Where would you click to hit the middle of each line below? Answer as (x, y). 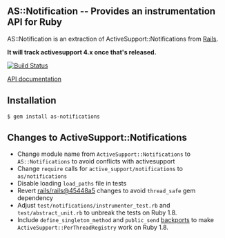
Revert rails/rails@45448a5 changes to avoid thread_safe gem (106, 191)
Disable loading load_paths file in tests (72, 184)
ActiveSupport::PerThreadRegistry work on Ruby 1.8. (93, 228)
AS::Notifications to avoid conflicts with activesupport (96, 161)
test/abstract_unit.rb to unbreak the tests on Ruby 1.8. (97, 212)
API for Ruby (35, 22)
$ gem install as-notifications (53, 117)
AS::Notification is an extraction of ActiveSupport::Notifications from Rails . (113, 39)
